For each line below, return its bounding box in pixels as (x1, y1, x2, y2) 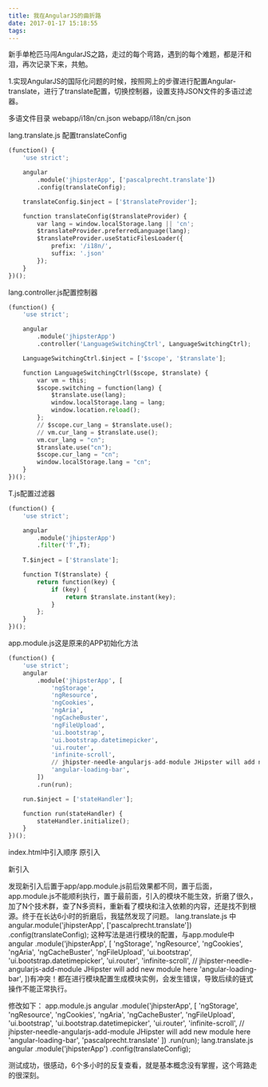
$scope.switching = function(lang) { (37, 383, 162, 392)
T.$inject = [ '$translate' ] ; (22, 556, 120, 564)
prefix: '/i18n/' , (50, 242, 112, 251)
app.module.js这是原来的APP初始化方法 (8, 638, 139, 648)
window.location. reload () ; (50, 406, 141, 415)
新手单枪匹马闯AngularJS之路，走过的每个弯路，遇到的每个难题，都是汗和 (8, 50, 252, 59)
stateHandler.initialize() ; (37, 817, 130, 825)
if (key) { (50, 585, 88, 593)
